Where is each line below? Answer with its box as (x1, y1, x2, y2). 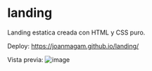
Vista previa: (7, 55, 44, 64)
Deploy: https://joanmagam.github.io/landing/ (7, 41, 139, 50)
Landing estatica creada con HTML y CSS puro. (7, 28, 146, 37)
